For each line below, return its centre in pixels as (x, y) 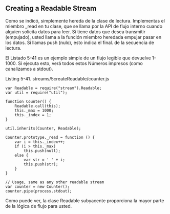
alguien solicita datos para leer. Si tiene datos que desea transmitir (76, 31)
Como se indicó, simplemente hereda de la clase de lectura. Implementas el (85, 20)
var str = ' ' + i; (45, 160)
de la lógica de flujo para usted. (39, 206)
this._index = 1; (33, 115)
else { (22, 155)
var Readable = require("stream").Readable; (54, 88)
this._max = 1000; (34, 110)
